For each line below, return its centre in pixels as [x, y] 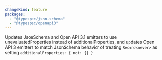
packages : [15, 14]
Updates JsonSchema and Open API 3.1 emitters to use [61, 37]
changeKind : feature [26, 10]
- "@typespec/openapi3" [34, 23]
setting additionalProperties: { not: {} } [49, 53]
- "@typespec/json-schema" [37, 19]
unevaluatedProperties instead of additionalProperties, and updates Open [80, 42]
